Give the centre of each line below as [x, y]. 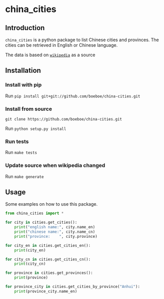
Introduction [25, 28]
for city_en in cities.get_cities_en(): [48, 245]
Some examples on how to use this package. [51, 204]
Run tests [17, 141]
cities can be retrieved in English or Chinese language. [61, 45]
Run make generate [25, 176]
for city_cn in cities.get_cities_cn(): [48, 259]
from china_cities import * [35, 213]
